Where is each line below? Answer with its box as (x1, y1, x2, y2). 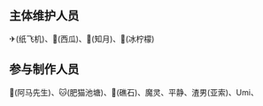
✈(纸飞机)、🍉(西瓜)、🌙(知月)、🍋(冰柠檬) (9, 34, 155, 44)
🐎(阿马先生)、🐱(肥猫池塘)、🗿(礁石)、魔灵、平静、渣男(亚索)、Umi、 (9, 87, 259, 97)
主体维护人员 (9, 8, 80, 24)
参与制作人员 (9, 62, 80, 77)
